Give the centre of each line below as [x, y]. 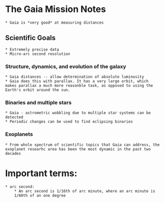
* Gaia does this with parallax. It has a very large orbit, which [77, 81]
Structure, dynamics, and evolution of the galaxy [66, 66]
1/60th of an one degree [40, 195]
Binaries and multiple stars [38, 102]
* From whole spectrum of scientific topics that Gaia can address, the [82, 145]
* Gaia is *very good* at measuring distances [54, 23]
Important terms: [41, 173]
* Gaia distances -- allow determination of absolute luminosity [74, 77]
